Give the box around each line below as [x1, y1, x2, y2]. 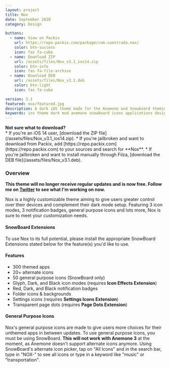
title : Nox [5, 12, 28, 17]
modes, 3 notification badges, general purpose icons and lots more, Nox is [5, 207, 161, 213]
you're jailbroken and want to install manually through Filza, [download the [5, 152, 160, 158]
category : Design [5, 21, 42, 27]
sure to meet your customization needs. [5, 213, 89, 219]
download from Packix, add [5, 141, 63, 147]
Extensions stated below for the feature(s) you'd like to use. [5, 241, 130, 247]
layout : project [5, 7, 39, 13]
